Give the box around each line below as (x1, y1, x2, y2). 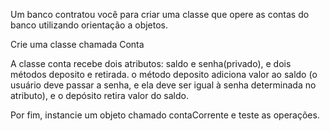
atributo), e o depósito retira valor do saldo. (10, 90, 189, 101)
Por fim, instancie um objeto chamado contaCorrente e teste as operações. (10, 109, 320, 121)
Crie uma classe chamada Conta (10, 39, 145, 50)
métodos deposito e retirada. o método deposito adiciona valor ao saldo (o (10, 69, 318, 80)
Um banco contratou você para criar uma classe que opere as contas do (10, 9, 310, 20)
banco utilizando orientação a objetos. (10, 19, 169, 31)
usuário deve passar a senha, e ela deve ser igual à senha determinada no (10, 79, 317, 91)
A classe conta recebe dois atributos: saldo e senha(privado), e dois (10, 58, 292, 69)
